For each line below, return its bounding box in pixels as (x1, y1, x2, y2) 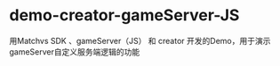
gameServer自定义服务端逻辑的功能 (9, 46, 140, 57)
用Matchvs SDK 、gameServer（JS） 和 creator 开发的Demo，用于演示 (9, 35, 271, 46)
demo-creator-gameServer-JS (9, 5, 240, 26)
